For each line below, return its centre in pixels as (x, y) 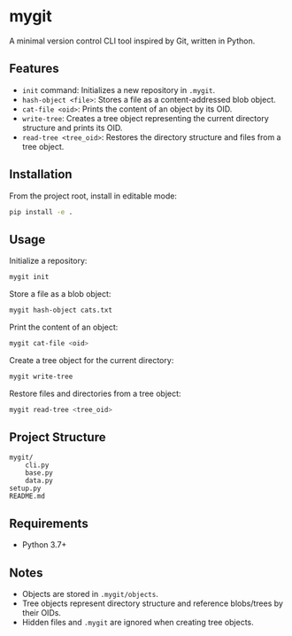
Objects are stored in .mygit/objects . (90, 594)
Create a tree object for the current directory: (92, 360)
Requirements (49, 523)
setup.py (25, 489)
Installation (41, 175)
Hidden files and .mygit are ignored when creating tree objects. (138, 623)
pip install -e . (41, 212)
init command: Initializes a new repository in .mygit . (119, 89)
